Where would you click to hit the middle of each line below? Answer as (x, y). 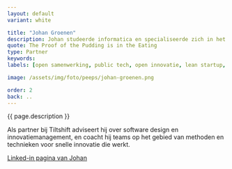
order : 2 (20, 90)
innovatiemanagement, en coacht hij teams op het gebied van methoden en (116, 137)
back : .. (20, 97)
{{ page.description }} (39, 116)
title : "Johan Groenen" (42, 33)
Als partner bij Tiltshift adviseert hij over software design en (93, 130)
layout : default (31, 14)
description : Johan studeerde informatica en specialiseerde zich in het (117, 39)
